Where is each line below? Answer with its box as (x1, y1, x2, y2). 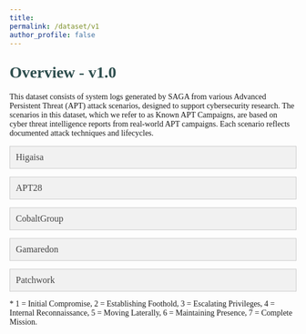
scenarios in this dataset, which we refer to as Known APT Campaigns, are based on (9, 110, 278, 120)
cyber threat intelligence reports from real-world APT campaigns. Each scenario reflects (9, 119, 291, 129)
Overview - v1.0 (9, 63, 117, 82)
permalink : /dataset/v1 (9, 22, 100, 31)
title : (9, 13, 35, 23)
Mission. (9, 318, 38, 328)
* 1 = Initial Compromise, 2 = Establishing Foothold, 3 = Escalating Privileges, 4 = (9, 299, 275, 309)
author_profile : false (9, 30, 96, 39)
